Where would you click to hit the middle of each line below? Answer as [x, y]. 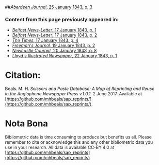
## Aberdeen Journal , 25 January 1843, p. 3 [49, 7]
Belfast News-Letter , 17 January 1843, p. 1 [54, 30]
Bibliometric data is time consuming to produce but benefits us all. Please [78, 137]
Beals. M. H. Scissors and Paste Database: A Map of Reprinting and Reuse [80, 89]
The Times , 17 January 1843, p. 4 [45, 40]
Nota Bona [27, 124]
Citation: [23, 75]
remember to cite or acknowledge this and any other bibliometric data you [79, 142]
